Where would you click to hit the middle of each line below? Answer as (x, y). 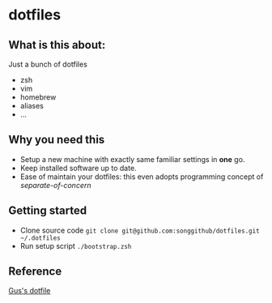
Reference (35, 272)
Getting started (48, 211)
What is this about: (57, 45)
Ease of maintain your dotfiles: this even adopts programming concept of (142, 177)
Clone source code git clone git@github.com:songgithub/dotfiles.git (140, 230)
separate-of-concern (55, 185)
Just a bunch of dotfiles (48, 64)
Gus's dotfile (30, 291)
